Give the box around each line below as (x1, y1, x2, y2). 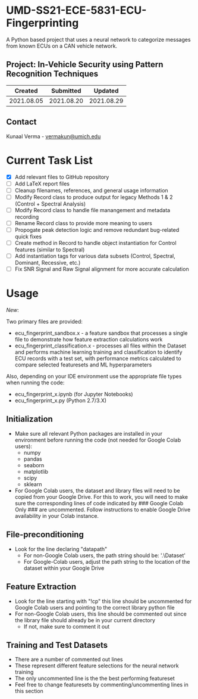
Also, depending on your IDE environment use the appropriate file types (6, 373, 182, 380)
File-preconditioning (6, 530, 84, 540)
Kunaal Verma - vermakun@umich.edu (6, 132, 101, 140)
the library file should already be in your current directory (14, 616, 156, 623)
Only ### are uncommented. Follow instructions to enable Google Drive (14, 506, 191, 513)
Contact (6, 117, 37, 127)
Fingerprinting (6, 16, 79, 30)
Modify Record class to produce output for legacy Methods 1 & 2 (14, 193, 173, 200)
